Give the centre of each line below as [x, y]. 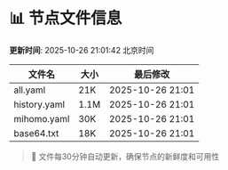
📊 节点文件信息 [66, 18]
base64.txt [36, 133]
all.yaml [30, 90]
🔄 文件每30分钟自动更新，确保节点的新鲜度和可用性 [125, 156]
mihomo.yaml [42, 118]
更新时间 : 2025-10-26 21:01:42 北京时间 [82, 50]
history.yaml [39, 104]
